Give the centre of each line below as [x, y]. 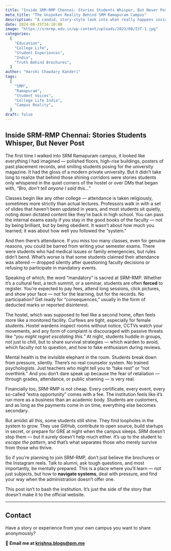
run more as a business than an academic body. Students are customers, [82, 400]
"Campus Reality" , [34, 105]
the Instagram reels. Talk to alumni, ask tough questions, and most [75, 463]
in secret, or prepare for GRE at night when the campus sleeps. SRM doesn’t [85, 431]
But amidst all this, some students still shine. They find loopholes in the [80, 420]
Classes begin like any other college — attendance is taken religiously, [79, 198]
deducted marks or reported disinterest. [47, 305]
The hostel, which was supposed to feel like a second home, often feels [80, 314]
